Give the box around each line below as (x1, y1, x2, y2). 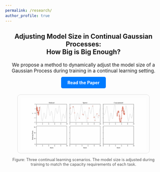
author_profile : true (5, 13, 50, 18)
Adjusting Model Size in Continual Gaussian (14, 32, 153, 41)
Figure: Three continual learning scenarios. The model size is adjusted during (12, 157, 155, 162)
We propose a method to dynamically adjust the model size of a (11, 61, 156, 68)
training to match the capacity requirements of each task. (30, 162, 137, 167)
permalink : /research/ (5, 8, 52, 13)
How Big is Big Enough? (46, 48, 121, 56)
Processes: (65, 40, 102, 48)
